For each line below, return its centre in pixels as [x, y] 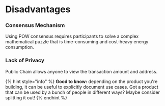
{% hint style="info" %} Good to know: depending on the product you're [81, 81]
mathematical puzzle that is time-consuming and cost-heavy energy [77, 42]
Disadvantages [38, 9]
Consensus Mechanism [35, 25]
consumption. [20, 47]
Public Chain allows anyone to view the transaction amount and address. [81, 71]
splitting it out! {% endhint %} [36, 97]
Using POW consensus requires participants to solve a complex [72, 36]
